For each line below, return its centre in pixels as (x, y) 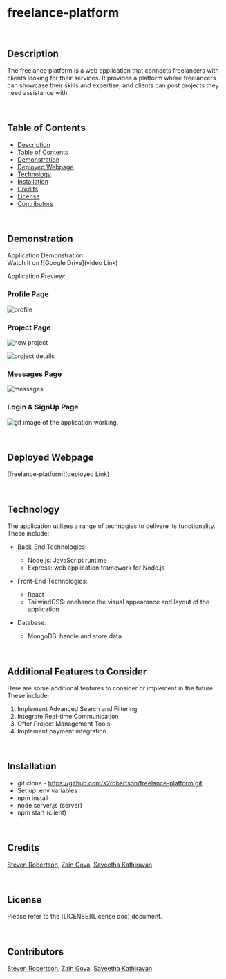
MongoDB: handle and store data (75, 636)
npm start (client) (42, 812)
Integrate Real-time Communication (68, 716)
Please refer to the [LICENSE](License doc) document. (85, 917)
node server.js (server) (50, 805)
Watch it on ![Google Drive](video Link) (63, 263)
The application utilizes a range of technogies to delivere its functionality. (111, 526)
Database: (32, 623)
